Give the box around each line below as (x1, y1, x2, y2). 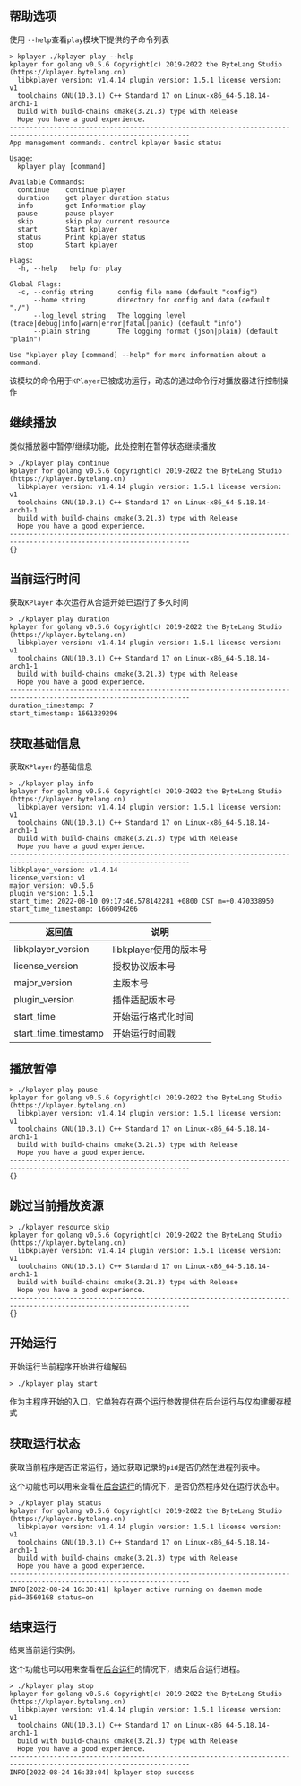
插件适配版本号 (112, 994, 176, 1007)
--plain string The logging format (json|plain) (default (32, 327, 279, 336)
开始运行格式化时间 (112, 1011, 194, 1023)
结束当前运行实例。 (9, 1645, 81, 1656)
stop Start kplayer (17, 241, 118, 250)
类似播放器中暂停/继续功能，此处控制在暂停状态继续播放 (9, 441, 217, 451)
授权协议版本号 (112, 960, 176, 973)
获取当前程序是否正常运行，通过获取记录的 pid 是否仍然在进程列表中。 (9, 1461, 265, 1472)
